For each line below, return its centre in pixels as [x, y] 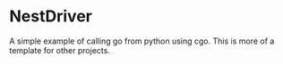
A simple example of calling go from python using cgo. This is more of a [142, 41]
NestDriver [51, 16]
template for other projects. [60, 50]
